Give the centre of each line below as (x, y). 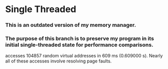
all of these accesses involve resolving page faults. (58, 61)
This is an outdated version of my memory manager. (71, 25)
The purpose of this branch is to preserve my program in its (80, 39)
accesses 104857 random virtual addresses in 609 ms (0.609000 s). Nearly (84, 56)
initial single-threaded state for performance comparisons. (79, 45)
